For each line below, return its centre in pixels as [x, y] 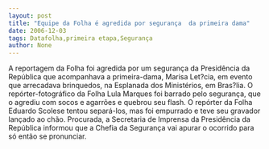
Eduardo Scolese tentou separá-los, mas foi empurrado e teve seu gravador [134, 111]
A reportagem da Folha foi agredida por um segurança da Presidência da [129, 68]
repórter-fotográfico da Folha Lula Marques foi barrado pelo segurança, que [135, 94]
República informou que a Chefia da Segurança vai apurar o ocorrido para [131, 128]
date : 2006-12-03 [37, 30]
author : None [30, 46]
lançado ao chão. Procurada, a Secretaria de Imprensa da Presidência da [130, 119]
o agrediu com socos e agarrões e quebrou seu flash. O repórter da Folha [130, 103]
